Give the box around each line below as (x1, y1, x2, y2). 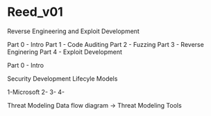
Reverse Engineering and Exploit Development (7, 27, 140, 35)
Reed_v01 (7, 4, 64, 20)
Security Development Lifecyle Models (7, 74, 118, 83)
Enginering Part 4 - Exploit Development (7, 48, 123, 56)
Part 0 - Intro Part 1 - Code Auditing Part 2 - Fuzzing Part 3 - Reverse (7, 40, 205, 48)
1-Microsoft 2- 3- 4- (7, 88, 65, 96)
